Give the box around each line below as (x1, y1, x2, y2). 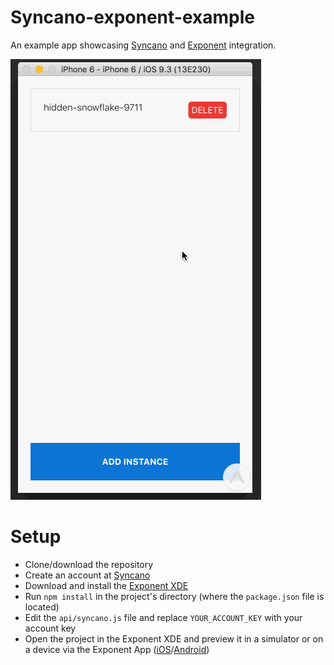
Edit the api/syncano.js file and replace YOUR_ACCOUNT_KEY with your (24, 611, 303, 623)
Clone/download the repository (24, 558, 154, 570)
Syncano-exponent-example (10, 6, 255, 29)
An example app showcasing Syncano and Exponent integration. (10, 39, 277, 51)
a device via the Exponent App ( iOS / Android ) (24, 643, 210, 655)
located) (24, 601, 60, 613)
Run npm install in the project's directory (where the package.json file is (24, 590, 325, 602)
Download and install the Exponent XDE (24, 579, 189, 591)
